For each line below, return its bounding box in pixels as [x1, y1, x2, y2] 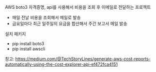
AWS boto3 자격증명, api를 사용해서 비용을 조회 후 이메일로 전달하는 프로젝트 [5, 4, 151, 10]
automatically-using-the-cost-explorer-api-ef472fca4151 [5, 61, 118, 67]
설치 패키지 [5, 31, 26, 36]
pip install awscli [12, 46, 46, 52]
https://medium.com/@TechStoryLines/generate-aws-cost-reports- [15, 56, 151, 62]
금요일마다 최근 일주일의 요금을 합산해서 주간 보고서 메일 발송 [12, 21, 127, 26]
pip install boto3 [12, 41, 45, 46]
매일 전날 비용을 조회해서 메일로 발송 [12, 15, 81, 20]
